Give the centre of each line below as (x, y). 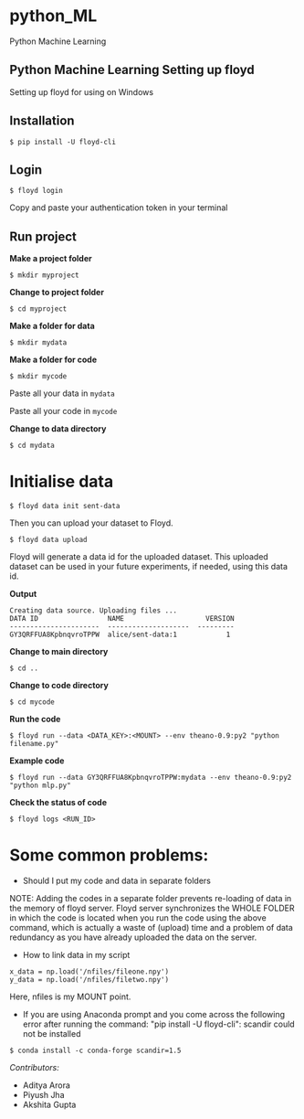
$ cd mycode (32, 702)
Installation (42, 121)
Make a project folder (51, 259)
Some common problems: (109, 855)
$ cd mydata (32, 446)
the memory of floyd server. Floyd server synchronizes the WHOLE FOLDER (152, 908)
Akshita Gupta (49, 1105)
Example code (37, 761)
